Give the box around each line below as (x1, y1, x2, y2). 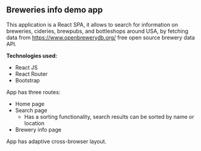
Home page (15, 100, 45, 107)
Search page (15, 106, 47, 114)
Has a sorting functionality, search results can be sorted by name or (24, 113, 194, 120)
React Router (15, 70, 48, 78)
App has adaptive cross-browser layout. (6, 138, 107, 145)
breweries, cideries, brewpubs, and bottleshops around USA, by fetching (6, 27, 189, 35)
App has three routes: (6, 88, 61, 96)
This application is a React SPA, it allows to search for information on (6, 21, 179, 28)
